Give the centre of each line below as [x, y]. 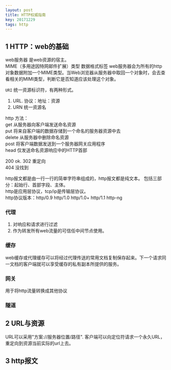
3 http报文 [22, 361]
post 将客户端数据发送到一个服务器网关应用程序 [55, 144]
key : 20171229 [20, 20]
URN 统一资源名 [29, 107]
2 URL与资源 [25, 324]
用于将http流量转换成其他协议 [36, 290]
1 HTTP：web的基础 [37, 46]
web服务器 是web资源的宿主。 [37, 60]
